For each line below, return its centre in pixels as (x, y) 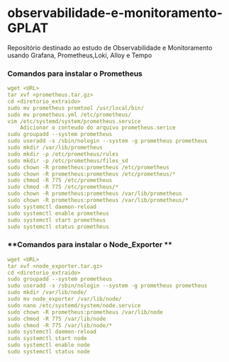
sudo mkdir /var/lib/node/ (47, 293)
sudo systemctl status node (49, 352)
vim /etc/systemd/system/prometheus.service (74, 121)
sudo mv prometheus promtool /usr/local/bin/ (76, 108)
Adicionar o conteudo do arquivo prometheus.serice (98, 128)
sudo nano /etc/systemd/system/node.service (74, 305)
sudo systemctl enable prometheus (58, 213)
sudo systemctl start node (47, 339)
